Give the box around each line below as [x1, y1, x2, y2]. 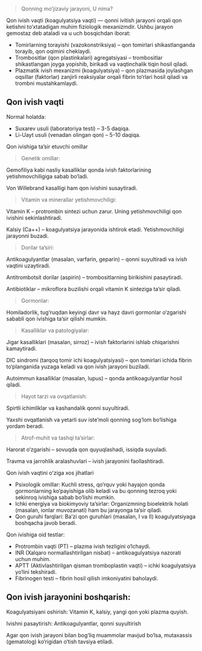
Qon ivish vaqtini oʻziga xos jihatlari [6, 469, 94, 476]
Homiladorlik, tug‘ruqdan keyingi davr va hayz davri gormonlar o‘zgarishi [6, 309, 187, 316]
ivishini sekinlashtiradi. [6, 214, 63, 221]
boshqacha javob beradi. [14, 519, 77, 526]
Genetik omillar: [21, 154, 60, 162]
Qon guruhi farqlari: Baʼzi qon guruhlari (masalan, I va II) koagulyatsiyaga [14, 512, 196, 520]
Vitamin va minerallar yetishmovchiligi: [21, 196, 116, 203]
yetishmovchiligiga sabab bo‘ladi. [6, 172, 89, 180]
